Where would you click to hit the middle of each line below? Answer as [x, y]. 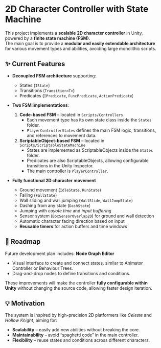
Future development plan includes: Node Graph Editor [60, 254]
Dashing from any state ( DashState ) [55, 205]
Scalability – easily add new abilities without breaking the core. [76, 330]
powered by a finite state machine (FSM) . [48, 38]
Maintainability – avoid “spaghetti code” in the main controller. [75, 335]
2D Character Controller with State [77, 9]
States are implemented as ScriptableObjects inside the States [90, 150]
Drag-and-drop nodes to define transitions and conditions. [71, 273]
